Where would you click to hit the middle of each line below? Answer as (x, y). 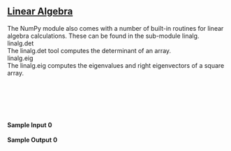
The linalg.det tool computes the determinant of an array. (89, 50)
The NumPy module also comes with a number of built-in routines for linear (115, 28)
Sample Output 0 (32, 140)
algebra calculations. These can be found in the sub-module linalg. (103, 36)
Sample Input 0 (30, 124)
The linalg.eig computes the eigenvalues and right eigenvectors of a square (116, 65)
